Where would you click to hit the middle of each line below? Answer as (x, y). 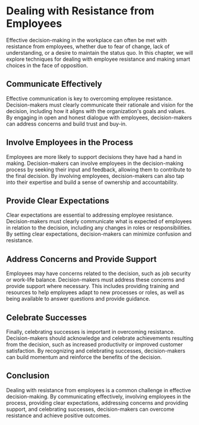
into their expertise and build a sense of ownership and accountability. (92, 182)
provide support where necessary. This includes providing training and (93, 286)
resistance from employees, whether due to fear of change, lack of (88, 46)
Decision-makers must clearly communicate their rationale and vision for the (100, 105)
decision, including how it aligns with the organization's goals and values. (96, 111)
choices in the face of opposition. (47, 65)
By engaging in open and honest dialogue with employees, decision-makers (99, 117)
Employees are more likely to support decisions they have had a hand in (94, 157)
